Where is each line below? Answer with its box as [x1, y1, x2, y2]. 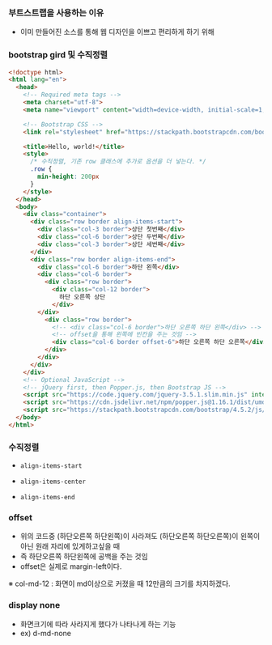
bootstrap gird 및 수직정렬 [8, 49, 108, 61]
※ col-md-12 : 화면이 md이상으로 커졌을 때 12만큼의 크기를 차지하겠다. [8, 579, 231, 588]
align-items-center [19, 477, 87, 486]
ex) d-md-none [19, 628, 71, 638]
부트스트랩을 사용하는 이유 [8, 6, 104, 18]
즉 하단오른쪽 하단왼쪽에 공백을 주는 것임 [19, 552, 148, 562]
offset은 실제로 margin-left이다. [19, 562, 122, 571]
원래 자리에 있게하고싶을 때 [35, 541, 120, 551]
